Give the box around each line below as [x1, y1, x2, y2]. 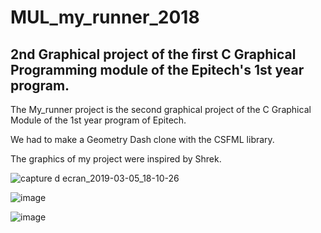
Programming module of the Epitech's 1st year [10, 61, 305, 78]
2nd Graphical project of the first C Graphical [10, 46, 297, 63]
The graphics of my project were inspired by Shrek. [10, 153, 222, 165]
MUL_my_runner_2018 [10, 6, 200, 29]
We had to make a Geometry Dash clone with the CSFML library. [10, 134, 275, 145]
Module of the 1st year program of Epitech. [10, 114, 187, 126]
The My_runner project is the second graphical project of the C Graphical [10, 104, 312, 115]
